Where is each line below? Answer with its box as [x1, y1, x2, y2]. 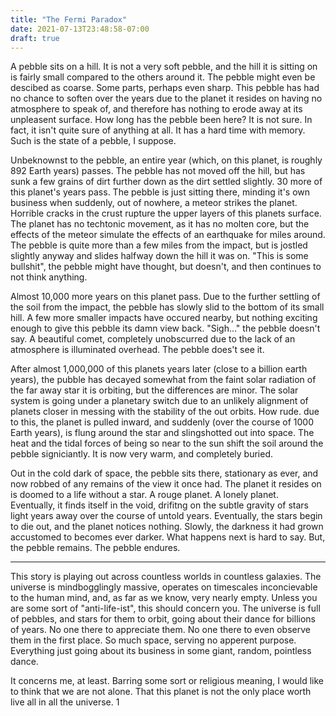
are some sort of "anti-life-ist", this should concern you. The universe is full [10, 602, 321, 615]
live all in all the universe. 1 [10, 696, 120, 708]
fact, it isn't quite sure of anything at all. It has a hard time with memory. [10, 124, 306, 136]
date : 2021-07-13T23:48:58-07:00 [10, 24, 150, 34]
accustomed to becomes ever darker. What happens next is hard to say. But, [10, 531, 326, 543]
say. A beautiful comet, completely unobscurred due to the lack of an [10, 333, 296, 345]
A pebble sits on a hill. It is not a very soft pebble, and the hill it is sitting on [10, 61, 318, 73]
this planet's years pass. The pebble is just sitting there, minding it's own [10, 186, 311, 198]
